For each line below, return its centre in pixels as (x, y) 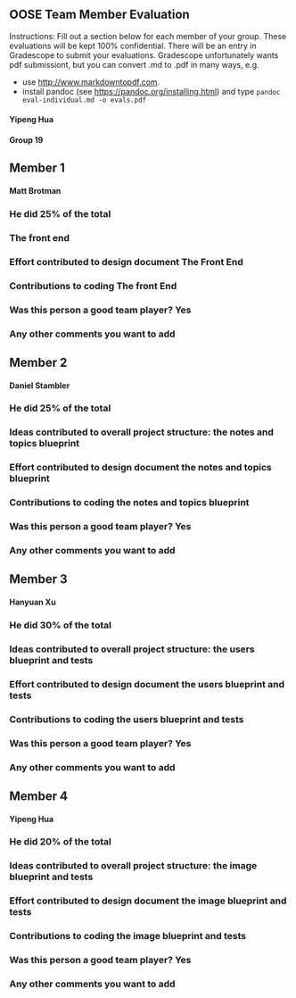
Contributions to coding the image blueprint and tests (128, 936)
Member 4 (39, 796)
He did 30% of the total (60, 625)
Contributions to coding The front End (93, 286)
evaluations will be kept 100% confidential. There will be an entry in (133, 46)
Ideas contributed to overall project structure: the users (132, 649)
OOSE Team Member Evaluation (99, 15)
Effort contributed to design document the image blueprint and (148, 901)
